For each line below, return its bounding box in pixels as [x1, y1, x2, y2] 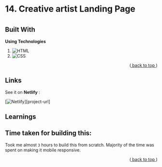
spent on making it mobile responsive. [5, 147, 81, 153]
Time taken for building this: [5, 129, 92, 137]
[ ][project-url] [5, 98, 51, 105]
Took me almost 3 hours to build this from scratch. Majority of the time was [5, 142, 154, 148]
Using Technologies [5, 38, 46, 44]
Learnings [5, 113, 36, 121]
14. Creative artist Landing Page [5, 3, 135, 15]
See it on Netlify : [5, 89, 40, 95]
